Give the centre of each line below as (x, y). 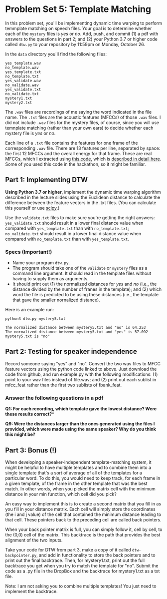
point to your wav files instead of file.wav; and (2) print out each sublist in (81, 379)
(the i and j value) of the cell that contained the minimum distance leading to (83, 514)
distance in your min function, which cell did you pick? (61, 494)
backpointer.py (21, 555)
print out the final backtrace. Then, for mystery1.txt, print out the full (75, 560)
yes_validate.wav (23, 81)
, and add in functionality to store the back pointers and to (96, 555)
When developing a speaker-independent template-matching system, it (78, 462)
